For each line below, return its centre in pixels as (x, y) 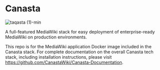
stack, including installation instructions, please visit (59, 57)
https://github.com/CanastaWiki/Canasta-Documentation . (64, 62)
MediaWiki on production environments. (46, 37)
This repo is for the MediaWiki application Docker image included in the (79, 46)
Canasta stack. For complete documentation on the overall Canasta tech (79, 52)
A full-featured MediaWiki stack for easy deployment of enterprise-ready (80, 32)
